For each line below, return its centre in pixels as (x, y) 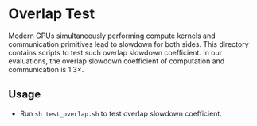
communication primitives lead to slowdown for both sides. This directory (128, 44)
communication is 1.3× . (46, 69)
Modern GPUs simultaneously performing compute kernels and (112, 36)
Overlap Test (52, 14)
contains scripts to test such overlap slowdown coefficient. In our (115, 52)
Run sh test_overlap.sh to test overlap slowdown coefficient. (121, 113)
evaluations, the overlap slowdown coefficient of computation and (117, 61)
